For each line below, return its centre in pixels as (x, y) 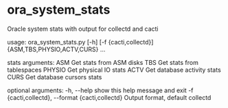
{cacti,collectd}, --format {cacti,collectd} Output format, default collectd (109, 97)
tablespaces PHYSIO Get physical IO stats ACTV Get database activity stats (114, 70)
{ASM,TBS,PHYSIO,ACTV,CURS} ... (56, 49)
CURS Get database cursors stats (55, 77)
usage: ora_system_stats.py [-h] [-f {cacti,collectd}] (80, 42)
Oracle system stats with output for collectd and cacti (83, 29)
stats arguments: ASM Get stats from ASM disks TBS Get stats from (103, 62)
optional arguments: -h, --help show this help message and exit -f (100, 90)
